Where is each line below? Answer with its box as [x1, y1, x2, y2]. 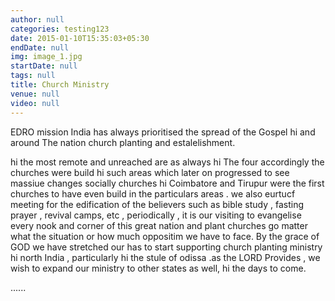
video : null [10, 98, 60, 108]
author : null [10, 14, 65, 25]
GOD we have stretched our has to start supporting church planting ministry [10, 241, 323, 253]
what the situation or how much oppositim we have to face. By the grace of [10, 230, 320, 242]
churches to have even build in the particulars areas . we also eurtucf [10, 187, 296, 200]
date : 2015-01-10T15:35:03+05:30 [10, 33, 150, 43]
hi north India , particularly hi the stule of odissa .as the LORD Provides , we [10, 251, 321, 263]
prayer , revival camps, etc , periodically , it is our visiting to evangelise [10, 209, 302, 221]
